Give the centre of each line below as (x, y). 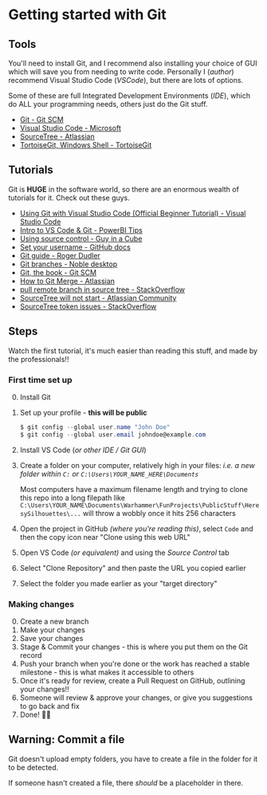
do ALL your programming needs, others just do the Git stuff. (108, 104)
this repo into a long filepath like (73, 498)
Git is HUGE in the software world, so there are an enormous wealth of (124, 189)
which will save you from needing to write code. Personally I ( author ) (121, 72)
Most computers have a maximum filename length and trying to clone (134, 489)
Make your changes (52, 630)
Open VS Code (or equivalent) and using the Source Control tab (124, 553)
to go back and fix (49, 706)
